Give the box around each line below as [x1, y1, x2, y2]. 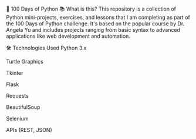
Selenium [6, 115, 29, 122]
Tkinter [6, 69, 23, 76]
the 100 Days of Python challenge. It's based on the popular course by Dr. [6, 20, 185, 27]
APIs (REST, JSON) [6, 127, 53, 133]
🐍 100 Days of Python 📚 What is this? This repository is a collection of [6, 5, 177, 12]
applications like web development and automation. [6, 32, 131, 39]
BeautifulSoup [6, 104, 40, 111]
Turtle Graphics [6, 58, 44, 65]
